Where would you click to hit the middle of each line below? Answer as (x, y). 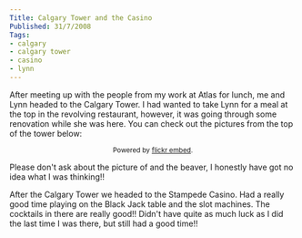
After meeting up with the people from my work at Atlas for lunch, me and (147, 94)
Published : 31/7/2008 (50, 26)
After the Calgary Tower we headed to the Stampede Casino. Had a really (147, 194)
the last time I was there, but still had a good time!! (104, 223)
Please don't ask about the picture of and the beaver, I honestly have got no (151, 167)
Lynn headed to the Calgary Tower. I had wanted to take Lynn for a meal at (149, 104)
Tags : (20, 35)
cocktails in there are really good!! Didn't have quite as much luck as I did (146, 213)
